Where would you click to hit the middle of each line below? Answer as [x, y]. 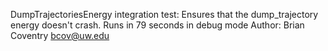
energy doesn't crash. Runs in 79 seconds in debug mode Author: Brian [157, 25]
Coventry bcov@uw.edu [60, 35]
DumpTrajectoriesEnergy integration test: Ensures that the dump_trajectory [164, 14]
